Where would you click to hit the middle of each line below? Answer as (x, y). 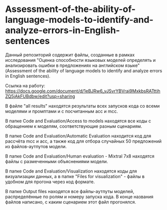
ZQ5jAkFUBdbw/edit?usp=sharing (40, 96)
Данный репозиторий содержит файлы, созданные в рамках (70, 55)
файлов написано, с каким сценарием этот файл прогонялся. (71, 202)
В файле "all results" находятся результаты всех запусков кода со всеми (83, 106)
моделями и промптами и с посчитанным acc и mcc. (62, 111)
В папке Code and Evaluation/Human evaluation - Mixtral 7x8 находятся (80, 156)
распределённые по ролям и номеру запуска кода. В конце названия (79, 197)
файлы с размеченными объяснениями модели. (57, 161)
